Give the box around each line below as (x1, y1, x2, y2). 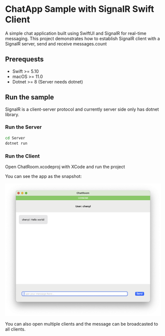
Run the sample (5, 93, 54, 102)
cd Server (5, 135, 26, 140)
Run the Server (5, 124, 42, 130)
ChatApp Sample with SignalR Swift (5, 3, 154, 15)
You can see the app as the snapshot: (5, 173, 82, 179)
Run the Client (5, 152, 40, 159)
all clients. (5, 326, 26, 332)
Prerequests (5, 55, 44, 64)
